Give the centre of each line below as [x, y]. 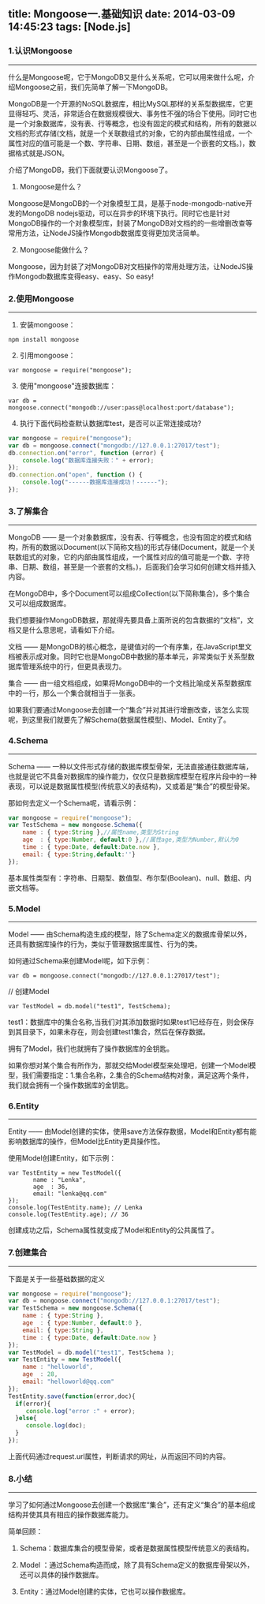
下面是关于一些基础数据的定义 [56, 1279]
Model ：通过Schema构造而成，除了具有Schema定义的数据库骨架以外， [136, 1565]
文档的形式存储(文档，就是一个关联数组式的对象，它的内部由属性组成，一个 [131, 133]
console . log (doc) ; [56, 1426]
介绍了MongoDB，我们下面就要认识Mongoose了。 [90, 170]
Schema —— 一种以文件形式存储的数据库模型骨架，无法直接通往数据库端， [131, 766]
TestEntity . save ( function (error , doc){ [72, 1396]
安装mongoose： [47, 324]
